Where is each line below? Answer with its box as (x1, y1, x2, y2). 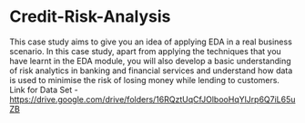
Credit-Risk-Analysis (9, 6, 171, 27)
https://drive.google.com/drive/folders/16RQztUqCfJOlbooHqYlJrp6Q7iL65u (9, 93, 296, 105)
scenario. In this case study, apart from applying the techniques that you (9, 45, 282, 56)
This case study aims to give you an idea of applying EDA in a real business (9, 36, 293, 47)
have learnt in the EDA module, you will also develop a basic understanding (9, 55, 291, 66)
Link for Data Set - (9, 84, 79, 95)
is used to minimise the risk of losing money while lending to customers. (9, 74, 280, 85)
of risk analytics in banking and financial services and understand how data (9, 65, 293, 76)
